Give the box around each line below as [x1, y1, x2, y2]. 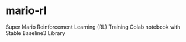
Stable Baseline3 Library [5, 29, 66, 36]
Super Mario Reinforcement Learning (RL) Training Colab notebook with [5, 23, 181, 30]
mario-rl [5, 4, 47, 17]
